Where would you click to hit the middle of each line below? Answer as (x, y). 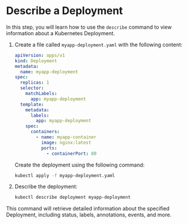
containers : (45, 132)
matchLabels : (41, 94)
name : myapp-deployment (49, 72)
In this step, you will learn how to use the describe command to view (89, 27)
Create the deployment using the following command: (80, 165)
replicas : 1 (35, 83)
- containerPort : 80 (71, 154)
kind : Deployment (36, 61)
